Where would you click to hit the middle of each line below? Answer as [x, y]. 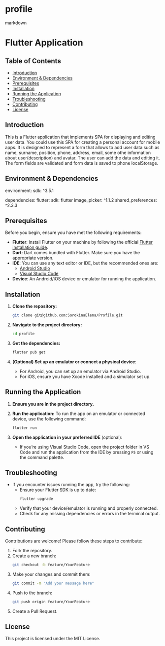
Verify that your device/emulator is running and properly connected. [89, 508]
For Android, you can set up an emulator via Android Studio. [80, 371]
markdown [16, 23]
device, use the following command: [49, 418]
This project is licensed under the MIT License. [53, 639]
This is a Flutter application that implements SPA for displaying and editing [81, 137]
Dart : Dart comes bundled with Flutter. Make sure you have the [76, 253]
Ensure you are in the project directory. [53, 404]
